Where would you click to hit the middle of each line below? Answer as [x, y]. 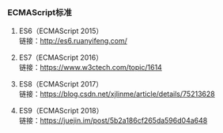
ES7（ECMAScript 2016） [61, 57]
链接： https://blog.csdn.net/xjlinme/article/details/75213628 [117, 94]
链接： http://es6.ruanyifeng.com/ [73, 41]
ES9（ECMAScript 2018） [61, 111]
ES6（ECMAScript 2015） [61, 31]
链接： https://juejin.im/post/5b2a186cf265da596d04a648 [113, 120]
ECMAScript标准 [40, 12]
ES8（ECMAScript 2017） [61, 84]
